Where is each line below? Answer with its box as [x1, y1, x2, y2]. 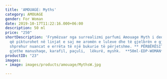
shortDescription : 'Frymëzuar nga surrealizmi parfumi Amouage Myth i [5, 35, 155, 40]
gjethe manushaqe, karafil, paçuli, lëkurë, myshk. [9, 48, 121, 53]
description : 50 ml [5, 26, 46, 31]
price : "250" [5, 30, 32, 35]
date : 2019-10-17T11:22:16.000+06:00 [5, 21, 83, 26]
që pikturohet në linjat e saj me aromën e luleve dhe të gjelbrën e [9, 39, 157, 44]
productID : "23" [5, 53, 39, 58]
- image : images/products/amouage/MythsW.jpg [5, 62, 101, 67]
